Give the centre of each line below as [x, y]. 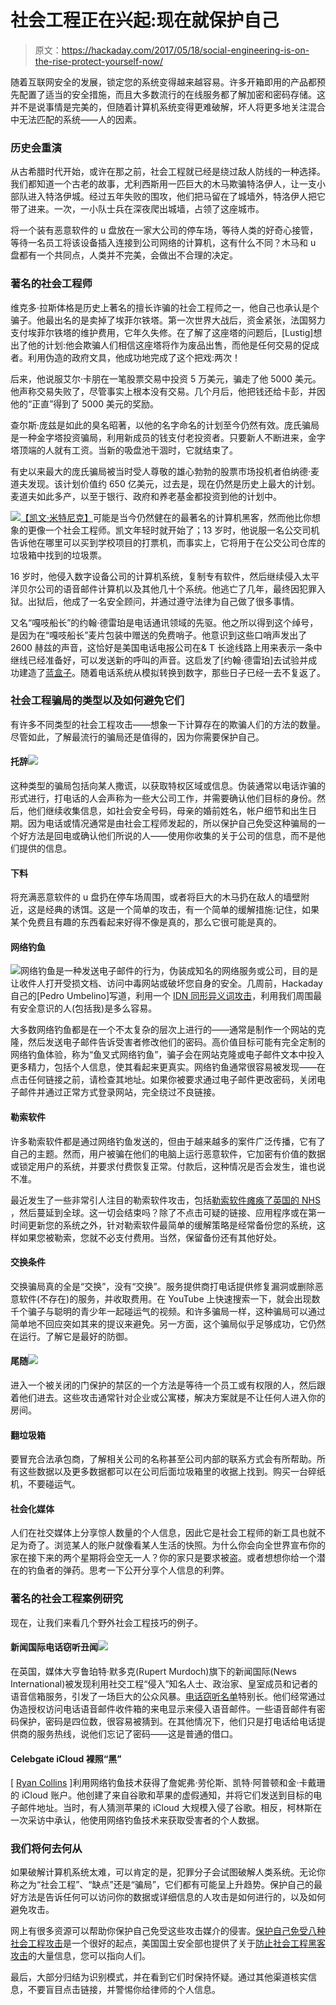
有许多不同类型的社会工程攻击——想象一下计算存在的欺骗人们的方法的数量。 [168, 724]
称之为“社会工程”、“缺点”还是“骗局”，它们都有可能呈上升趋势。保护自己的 [162, 1885]
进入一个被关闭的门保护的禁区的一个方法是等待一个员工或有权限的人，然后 [163, 1385]
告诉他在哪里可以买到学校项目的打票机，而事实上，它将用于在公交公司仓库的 [168, 542]
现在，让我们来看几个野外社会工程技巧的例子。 [106, 1622]
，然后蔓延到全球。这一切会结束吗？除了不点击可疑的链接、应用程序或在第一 [168, 1212]
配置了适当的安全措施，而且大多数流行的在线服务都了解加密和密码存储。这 [172, 94]
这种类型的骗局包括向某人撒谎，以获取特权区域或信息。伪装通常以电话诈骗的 [168, 786]
